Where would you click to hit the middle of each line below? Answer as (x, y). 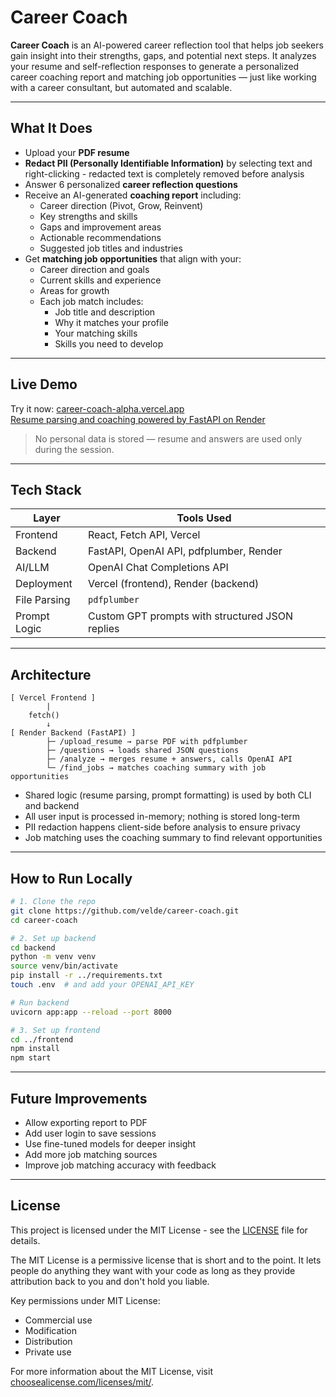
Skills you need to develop (109, 343)
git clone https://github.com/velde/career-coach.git (125, 911)
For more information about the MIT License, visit (111, 1371)
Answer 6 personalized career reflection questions (131, 184)
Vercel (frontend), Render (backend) (174, 584)
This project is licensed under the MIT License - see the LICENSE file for (159, 1230)
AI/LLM (32, 568)
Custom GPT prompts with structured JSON (190, 616)
